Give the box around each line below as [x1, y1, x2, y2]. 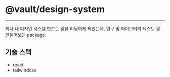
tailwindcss [12, 67, 36, 73]
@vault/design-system [5, 4, 105, 15]
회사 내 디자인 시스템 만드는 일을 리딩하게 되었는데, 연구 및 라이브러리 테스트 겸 [5, 25, 160, 31]
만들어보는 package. [5, 32, 47, 38]
